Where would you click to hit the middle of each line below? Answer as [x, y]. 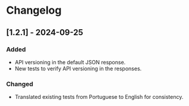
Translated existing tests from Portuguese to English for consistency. [99, 97]
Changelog [34, 10]
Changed [20, 84]
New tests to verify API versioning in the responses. [78, 68]
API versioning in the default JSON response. [70, 62]
